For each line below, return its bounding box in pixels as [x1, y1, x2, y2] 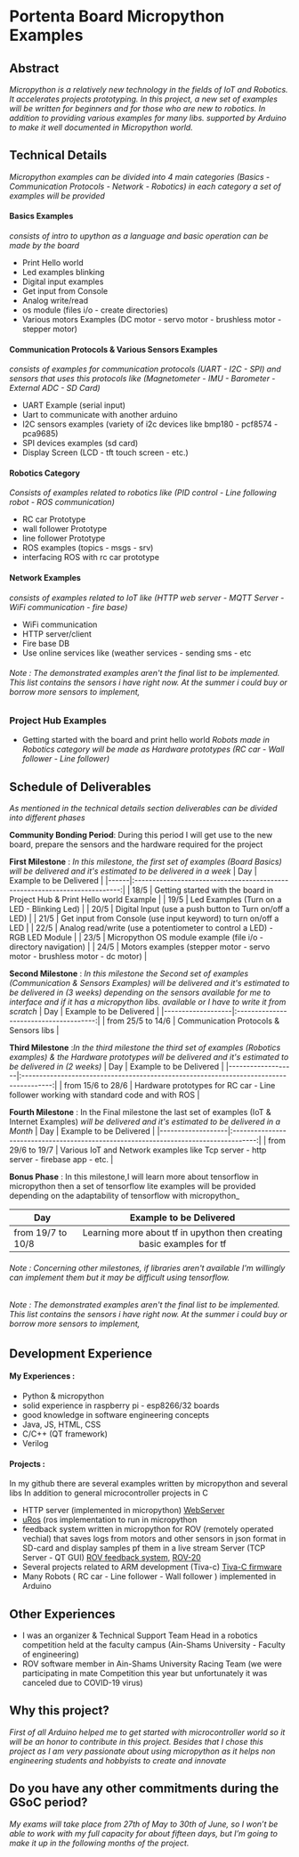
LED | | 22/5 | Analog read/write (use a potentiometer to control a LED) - [9, 923, 273, 933]
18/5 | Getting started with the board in [132, 884, 274, 896]
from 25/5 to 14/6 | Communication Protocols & [106, 1015, 280, 1026]
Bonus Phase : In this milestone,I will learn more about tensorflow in [9, 1171, 259, 1182]
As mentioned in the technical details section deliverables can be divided [9, 803, 278, 814]
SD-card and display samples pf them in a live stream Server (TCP [21, 1543, 265, 1553]
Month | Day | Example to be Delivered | [9, 1126, 156, 1136]
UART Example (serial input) [21, 400, 126, 411]
